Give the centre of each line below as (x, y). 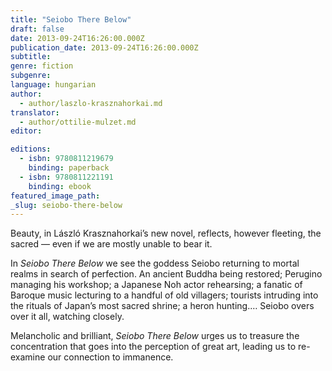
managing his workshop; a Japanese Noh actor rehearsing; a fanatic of (156, 285)
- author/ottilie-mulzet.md (78, 122)
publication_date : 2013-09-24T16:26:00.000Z (104, 47)
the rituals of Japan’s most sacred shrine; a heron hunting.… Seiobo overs (162, 306)
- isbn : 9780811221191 (66, 177)
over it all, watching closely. (67, 317)
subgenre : (31, 76)
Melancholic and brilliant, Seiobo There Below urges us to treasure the (155, 336)
